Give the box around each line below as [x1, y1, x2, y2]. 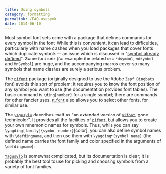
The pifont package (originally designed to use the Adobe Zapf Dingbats [5, 76, 155, 82]
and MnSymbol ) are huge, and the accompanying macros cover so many [5, 61, 150, 67]
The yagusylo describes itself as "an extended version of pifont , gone [5, 112, 149, 118]
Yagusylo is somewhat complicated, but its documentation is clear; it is [5, 153, 149, 159]
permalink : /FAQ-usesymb [5, 16, 56, 21]
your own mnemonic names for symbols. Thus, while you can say [5, 122, 139, 128]
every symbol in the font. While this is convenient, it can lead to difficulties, [5, 40, 158, 46]
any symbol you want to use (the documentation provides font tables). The [5, 86, 158, 92]
